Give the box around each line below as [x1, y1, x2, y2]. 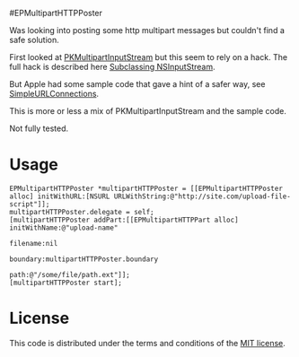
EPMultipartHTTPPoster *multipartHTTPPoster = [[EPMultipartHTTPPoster [9, 184, 283, 193]
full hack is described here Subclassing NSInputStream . [9, 62, 215, 72]
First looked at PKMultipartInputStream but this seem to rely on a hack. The [9, 52, 288, 62]
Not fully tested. [9, 123, 69, 134]
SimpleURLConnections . [9, 89, 100, 99]
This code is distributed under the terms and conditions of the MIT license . [9, 337, 286, 348]
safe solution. [9, 35, 60, 45]
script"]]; [9, 199, 50, 209]
